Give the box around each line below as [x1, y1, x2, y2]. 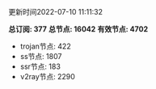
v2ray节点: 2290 [19, 72, 75, 81]
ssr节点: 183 [19, 61, 61, 71]
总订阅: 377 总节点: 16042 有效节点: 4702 [8, 24, 148, 34]
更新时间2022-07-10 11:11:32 [8, 7, 103, 16]
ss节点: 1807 [19, 52, 62, 61]
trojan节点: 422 [19, 41, 71, 51]
